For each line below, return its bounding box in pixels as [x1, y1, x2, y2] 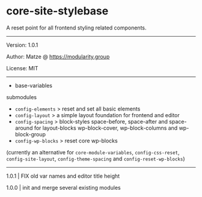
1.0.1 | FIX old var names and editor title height [6, 172, 120, 180]
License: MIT [6, 64, 38, 71]
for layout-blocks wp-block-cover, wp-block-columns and [34, 124, 178, 132]
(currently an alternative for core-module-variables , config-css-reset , [6, 148, 180, 156]
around [14, 124, 33, 132]
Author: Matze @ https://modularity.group [6, 53, 110, 60]
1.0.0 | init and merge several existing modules [6, 184, 121, 191]
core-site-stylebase [6, 4, 109, 18]
